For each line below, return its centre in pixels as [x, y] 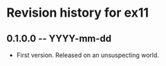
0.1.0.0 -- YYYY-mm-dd [59, 39]
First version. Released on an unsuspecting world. [88, 55]
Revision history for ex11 [78, 13]
